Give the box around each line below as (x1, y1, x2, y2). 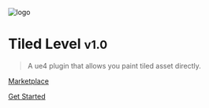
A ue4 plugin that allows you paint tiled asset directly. (27, 61, 201, 70)
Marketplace (8, 76, 50, 86)
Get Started (8, 91, 46, 101)
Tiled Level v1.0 (8, 35, 108, 53)
